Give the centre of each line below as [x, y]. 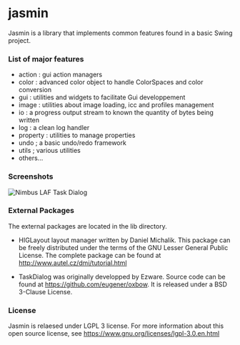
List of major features [46, 59]
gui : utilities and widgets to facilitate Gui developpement [102, 97]
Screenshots [31, 176]
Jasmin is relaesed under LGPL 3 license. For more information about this [116, 326]
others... [31, 158]
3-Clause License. [45, 291]
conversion [35, 90]
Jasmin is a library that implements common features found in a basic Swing [120, 33]
